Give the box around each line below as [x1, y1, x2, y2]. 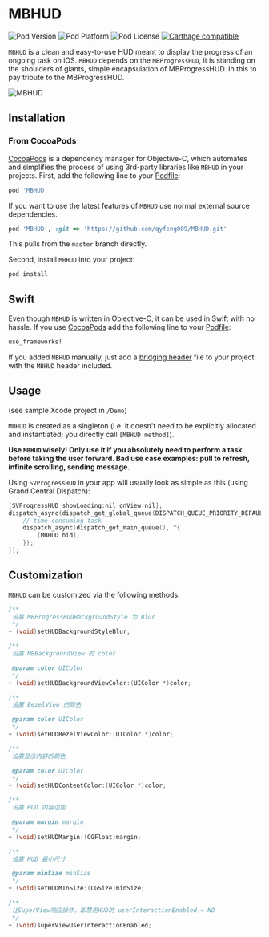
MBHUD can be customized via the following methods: [8, 590, 180, 599]
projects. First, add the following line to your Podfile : [8, 170, 181, 181]
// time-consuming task [22, 517, 102, 525]
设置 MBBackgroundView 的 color [11, 650, 116, 658]
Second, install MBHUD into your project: [8, 254, 135, 265]
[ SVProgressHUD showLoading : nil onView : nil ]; [8, 501, 163, 509]
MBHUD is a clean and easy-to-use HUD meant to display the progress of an [8, 47, 253, 56]
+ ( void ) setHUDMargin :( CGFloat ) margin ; [8, 833, 142, 841]
